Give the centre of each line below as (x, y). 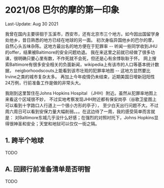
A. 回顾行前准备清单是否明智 (48, 169)
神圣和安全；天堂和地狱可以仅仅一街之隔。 (56, 124)
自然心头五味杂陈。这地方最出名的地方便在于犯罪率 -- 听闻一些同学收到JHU (81, 46)
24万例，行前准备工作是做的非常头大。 (44, 83)
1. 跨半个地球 (24, 140)
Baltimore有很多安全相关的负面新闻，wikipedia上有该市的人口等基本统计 (82, 64)
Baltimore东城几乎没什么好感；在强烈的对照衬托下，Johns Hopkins (86, 117)
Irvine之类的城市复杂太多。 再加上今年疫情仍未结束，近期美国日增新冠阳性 (80, 77)
